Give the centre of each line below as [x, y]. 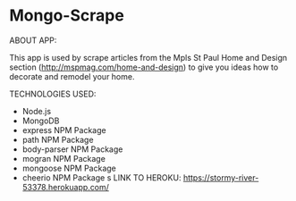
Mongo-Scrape [67, 16]
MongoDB [41, 121]
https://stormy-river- [221, 177]
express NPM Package [64, 130]
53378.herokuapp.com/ [66, 187]
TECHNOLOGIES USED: [53, 94]
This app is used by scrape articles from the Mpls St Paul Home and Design [148, 57]
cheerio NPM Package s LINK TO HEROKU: [101, 177]
